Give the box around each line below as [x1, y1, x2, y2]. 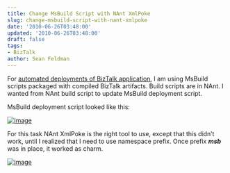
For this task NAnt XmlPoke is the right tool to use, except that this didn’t [7, 129, 215, 138]
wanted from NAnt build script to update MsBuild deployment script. [7, 89, 203, 97]
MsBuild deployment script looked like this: [7, 102, 131, 111]
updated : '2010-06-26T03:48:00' [7, 29, 101, 37]
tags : [7, 42, 23, 49]
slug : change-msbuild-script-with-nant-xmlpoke [7, 17, 148, 24]
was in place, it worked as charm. [7, 144, 104, 153]
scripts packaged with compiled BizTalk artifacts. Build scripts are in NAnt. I [7, 81, 224, 90]
